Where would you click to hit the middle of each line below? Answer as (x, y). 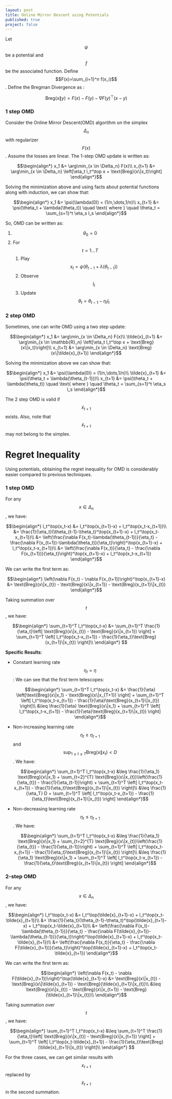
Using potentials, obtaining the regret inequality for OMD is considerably (82, 469)
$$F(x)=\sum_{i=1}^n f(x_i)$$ (86, 79)
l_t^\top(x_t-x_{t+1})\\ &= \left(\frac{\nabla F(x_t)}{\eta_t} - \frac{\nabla (86, 548)
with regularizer (22, 140)
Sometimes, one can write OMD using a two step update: (66, 327)
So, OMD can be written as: (34, 223)
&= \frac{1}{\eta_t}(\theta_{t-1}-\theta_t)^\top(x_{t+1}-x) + (73, 532)
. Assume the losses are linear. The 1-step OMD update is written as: (78, 156)
